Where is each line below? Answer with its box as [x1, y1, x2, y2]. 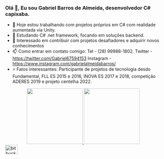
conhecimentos [12, 43, 45, 49]
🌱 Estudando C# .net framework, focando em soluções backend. [12, 32, 145, 39]
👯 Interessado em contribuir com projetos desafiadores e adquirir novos [12, 38, 160, 43]
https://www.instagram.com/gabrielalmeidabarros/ [12, 61, 116, 67]
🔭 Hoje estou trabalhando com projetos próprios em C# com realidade [12, 22, 156, 28]
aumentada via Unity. [12, 27, 56, 33]
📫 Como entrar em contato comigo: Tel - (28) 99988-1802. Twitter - [12, 48, 153, 54]
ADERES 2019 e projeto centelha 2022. [12, 79, 92, 84]
